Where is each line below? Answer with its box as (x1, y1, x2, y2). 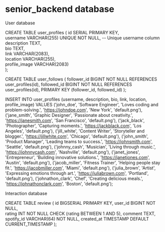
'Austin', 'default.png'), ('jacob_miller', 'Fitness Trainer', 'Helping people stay (5, 159, 161, 165)
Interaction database (5, 190, 48, 196)
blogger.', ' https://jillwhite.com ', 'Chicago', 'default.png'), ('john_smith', (5, 133, 149, 139)
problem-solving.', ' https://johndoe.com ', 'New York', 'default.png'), (5, 107, 143, 113)
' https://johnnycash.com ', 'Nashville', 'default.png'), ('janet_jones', (5, 149, 140, 155)
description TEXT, (5, 40, 42, 46)
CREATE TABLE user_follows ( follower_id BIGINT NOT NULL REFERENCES (5, 76, 158, 82)
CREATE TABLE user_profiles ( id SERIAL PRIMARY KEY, (5, 29, 119, 35)
